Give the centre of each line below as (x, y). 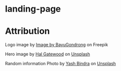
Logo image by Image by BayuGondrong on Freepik (57, 45)
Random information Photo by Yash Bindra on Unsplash (60, 64)
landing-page (33, 9)
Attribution (27, 31)
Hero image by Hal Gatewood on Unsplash (48, 54)
